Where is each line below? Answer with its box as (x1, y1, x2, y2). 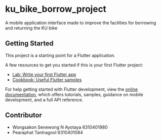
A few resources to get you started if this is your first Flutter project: (5, 62, 143, 68)
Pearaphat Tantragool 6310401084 (12, 129, 83, 135)
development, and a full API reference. (5, 97, 83, 103)
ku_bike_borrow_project (5, 3, 107, 15)
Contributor (5, 111, 42, 119)
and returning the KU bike (5, 25, 58, 31)
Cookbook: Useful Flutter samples (12, 76, 82, 82)
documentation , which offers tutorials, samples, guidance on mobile (5, 91, 143, 97)
